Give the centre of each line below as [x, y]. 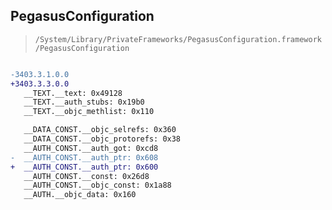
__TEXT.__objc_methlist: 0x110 [89, 112]
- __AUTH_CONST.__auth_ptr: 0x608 [84, 157]
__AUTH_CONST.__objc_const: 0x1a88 [97, 185]
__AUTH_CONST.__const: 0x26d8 [86, 176]
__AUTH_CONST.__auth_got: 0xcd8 [91, 148]
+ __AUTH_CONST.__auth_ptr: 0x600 [84, 167]
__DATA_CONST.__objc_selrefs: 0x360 [100, 130]
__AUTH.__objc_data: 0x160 [80, 195]
